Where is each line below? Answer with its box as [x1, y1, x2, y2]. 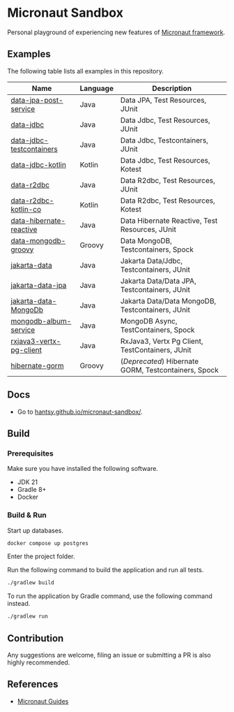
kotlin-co [10, 204, 42, 214]
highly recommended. [7, 658, 70, 667]
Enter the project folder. [7, 552, 75, 560]
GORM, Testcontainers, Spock [120, 365, 219, 375]
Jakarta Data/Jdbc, [120, 256, 183, 266]
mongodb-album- [10, 316, 72, 326]
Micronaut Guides [17, 697, 69, 705]
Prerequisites [7, 449, 54, 458]
